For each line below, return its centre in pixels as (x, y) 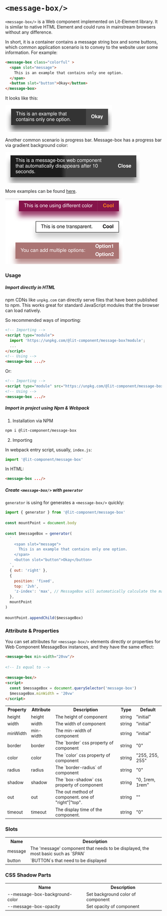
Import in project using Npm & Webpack (47, 408)
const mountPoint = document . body (41, 523)
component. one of (75, 797)
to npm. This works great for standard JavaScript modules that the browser (82, 305)
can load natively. (23, 311)
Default (148, 710)
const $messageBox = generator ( (39, 533)
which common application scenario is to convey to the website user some (82, 47)
